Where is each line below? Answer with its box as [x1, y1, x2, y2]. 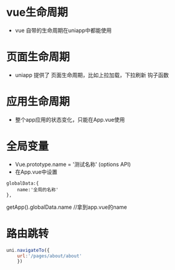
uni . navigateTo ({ [6, 247, 50, 253]
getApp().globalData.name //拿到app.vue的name [6, 203, 127, 211]
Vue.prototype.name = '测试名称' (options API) [14, 160, 131, 168]
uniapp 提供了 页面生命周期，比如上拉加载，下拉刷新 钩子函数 [14, 71, 169, 79]
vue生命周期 [6, 5, 68, 19]
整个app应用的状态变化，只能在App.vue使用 [14, 116, 125, 123]
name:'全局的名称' [17, 186, 59, 193]
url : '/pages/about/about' [17, 252, 83, 259]
